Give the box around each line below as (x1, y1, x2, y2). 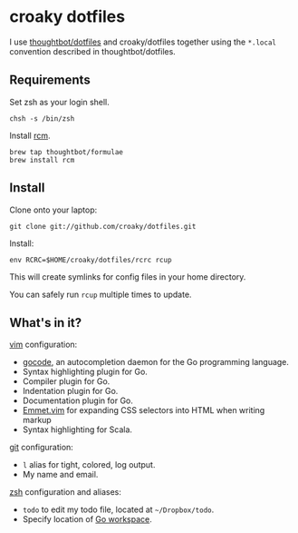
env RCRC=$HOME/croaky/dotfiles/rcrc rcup (9, 255, 172, 264)
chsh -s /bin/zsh (9, 114, 75, 123)
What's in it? (9, 315, 82, 331)
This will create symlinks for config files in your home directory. (9, 271, 246, 282)
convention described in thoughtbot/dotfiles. (9, 45, 177, 56)
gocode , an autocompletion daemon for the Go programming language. (22, 357, 290, 368)
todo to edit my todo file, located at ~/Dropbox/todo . (22, 504, 215, 515)
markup (22, 415, 52, 426)
